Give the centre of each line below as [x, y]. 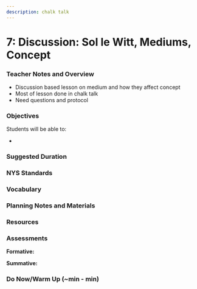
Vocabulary [24, 189]
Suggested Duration [36, 157]
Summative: [22, 263]
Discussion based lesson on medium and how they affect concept [98, 87]
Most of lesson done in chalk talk [57, 94]
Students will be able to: [36, 129]
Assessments [27, 238]
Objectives [23, 116]
